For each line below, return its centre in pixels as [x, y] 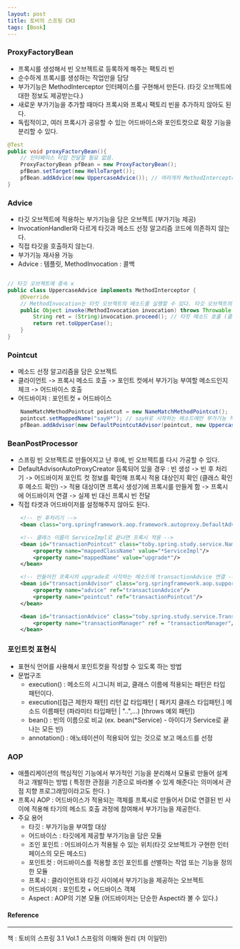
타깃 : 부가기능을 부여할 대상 [67, 826]
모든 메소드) [70, 853]
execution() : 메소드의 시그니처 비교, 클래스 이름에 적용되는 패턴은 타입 [127, 684]
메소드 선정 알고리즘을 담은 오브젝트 [67, 371]
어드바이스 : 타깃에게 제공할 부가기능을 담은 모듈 [95, 835]
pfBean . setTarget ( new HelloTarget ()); [78, 171]
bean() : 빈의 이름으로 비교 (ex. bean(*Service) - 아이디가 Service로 [125, 720]
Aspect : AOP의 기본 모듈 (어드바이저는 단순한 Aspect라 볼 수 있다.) [123, 898]
